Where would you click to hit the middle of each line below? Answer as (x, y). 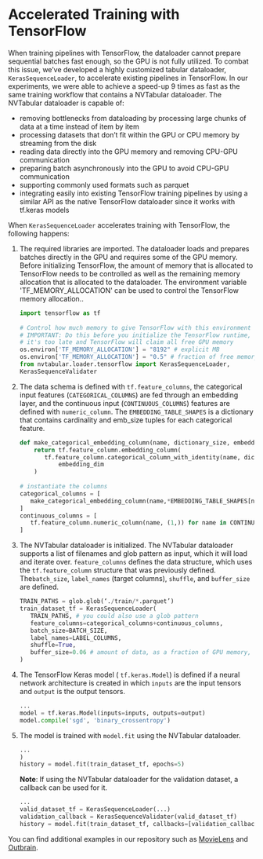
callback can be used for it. (63, 788)
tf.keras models (44, 210)
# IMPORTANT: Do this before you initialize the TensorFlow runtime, (135, 335)
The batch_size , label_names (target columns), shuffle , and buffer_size (135, 579)
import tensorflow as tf (60, 313)
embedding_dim (81, 465)
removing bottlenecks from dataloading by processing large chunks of (133, 118)
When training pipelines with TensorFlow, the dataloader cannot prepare (124, 53)
